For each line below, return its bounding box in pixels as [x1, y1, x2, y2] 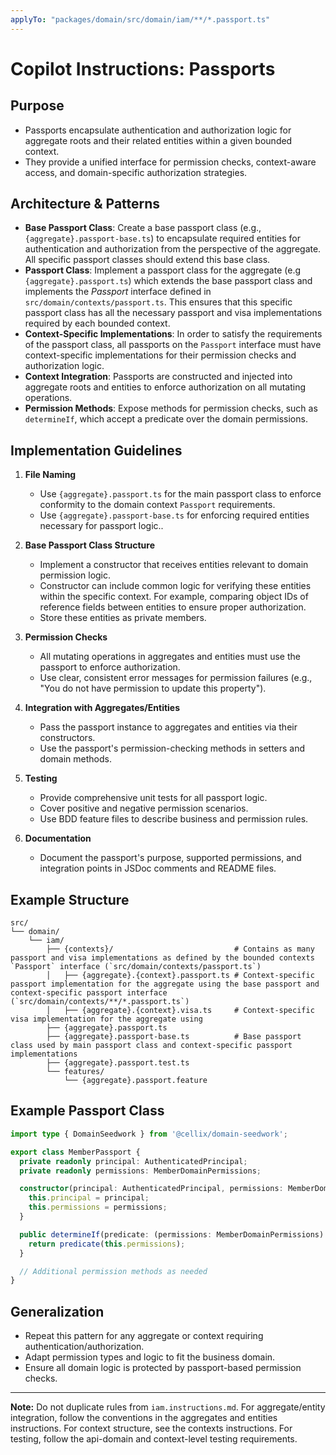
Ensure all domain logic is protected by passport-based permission [24, 1362, 302, 1374]
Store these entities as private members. [39, 612, 207, 624]
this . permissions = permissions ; [28, 1202, 168, 1213]
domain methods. [39, 753, 112, 765]
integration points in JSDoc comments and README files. [39, 862, 277, 875]
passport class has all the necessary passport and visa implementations [24, 307, 323, 319]
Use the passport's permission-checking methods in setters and [39, 742, 306, 755]
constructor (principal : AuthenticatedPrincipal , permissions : [19, 1184, 284, 1194]
